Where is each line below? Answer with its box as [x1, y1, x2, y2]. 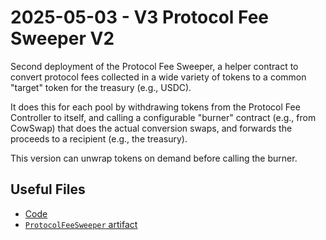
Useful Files [10, 181, 86, 198]
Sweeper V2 [10, 27, 115, 50]
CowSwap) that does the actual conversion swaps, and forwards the [10, 122, 293, 134]
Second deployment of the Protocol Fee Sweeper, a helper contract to [10, 60, 299, 72]
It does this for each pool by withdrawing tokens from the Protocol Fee [10, 101, 301, 113]
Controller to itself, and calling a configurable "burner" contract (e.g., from [10, 111, 317, 123]
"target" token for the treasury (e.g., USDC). [10, 81, 192, 93]
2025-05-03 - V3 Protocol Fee [10, 6, 270, 29]
